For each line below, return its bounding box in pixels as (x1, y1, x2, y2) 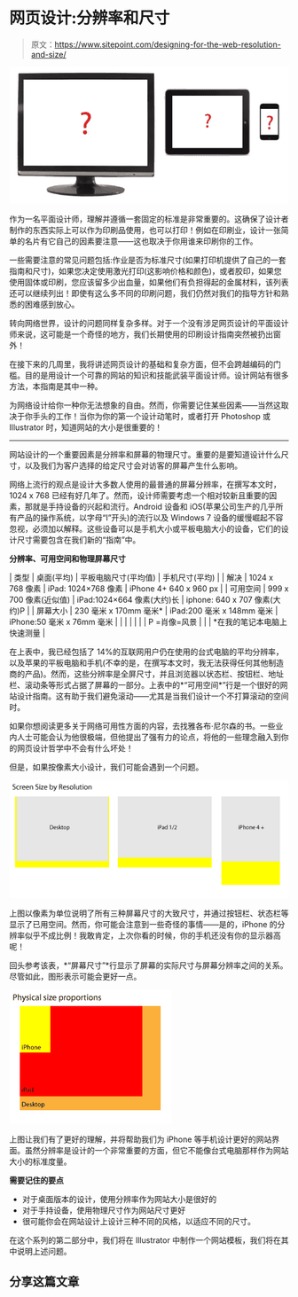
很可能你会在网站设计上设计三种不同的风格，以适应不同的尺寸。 (21, 1215, 255, 1226)
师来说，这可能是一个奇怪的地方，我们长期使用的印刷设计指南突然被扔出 (9, 329, 273, 340)
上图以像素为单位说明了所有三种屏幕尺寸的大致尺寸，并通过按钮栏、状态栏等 (9, 908, 289, 918)
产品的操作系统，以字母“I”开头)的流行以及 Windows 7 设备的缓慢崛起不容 (16, 512, 284, 523)
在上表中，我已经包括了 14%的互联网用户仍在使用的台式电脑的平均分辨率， (9, 646, 284, 657)
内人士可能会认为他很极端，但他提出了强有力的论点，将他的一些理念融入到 (9, 732, 281, 743)
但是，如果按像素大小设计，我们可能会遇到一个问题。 (9, 762, 204, 772)
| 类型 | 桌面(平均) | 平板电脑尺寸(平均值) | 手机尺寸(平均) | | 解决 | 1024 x (9, 573, 273, 583)
